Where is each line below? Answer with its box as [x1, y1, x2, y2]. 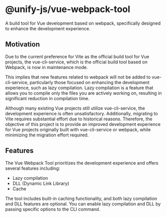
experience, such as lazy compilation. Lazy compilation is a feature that [5, 85, 153, 91]
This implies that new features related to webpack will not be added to [5, 74, 151, 80]
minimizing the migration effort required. [5, 132, 89, 138]
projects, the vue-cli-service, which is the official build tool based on [5, 59, 147, 65]
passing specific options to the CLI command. [5, 206, 101, 212]
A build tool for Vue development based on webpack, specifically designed [5, 20, 161, 26]
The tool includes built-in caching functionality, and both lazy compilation [5, 195, 157, 201]
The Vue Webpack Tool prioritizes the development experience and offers [5, 160, 158, 166]
